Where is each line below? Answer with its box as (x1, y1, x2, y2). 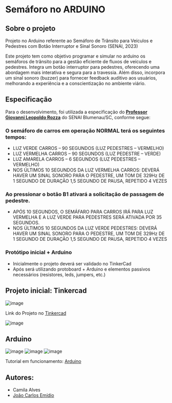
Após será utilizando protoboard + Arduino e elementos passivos (12, 266, 150, 272)
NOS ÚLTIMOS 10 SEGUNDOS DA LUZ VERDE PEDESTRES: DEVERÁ (12, 225, 158, 232)
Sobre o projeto (5, 24, 55, 33)
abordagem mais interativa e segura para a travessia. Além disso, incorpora (5, 69, 165, 75)
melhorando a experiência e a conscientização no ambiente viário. (5, 81, 146, 86)
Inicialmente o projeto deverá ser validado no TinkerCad (12, 260, 132, 266)
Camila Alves (12, 387, 41, 393)
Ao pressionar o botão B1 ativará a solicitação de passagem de (5, 191, 164, 198)
